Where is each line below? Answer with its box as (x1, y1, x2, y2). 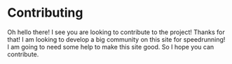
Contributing (7, 5, 83, 21)
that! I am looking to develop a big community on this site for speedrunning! (7, 35, 226, 43)
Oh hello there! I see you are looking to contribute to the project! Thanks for (7, 28, 226, 36)
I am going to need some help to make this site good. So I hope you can (7, 42, 214, 51)
